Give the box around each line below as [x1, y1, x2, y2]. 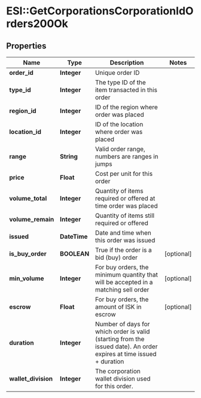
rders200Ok [6, 17, 69, 31]
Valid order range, [95, 145, 145, 153]
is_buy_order [9, 250, 47, 258]
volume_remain [9, 215, 54, 223]
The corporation [95, 367, 141, 375]
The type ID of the [95, 78, 147, 86]
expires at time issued [95, 350, 157, 358]
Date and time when [95, 229, 151, 237]
